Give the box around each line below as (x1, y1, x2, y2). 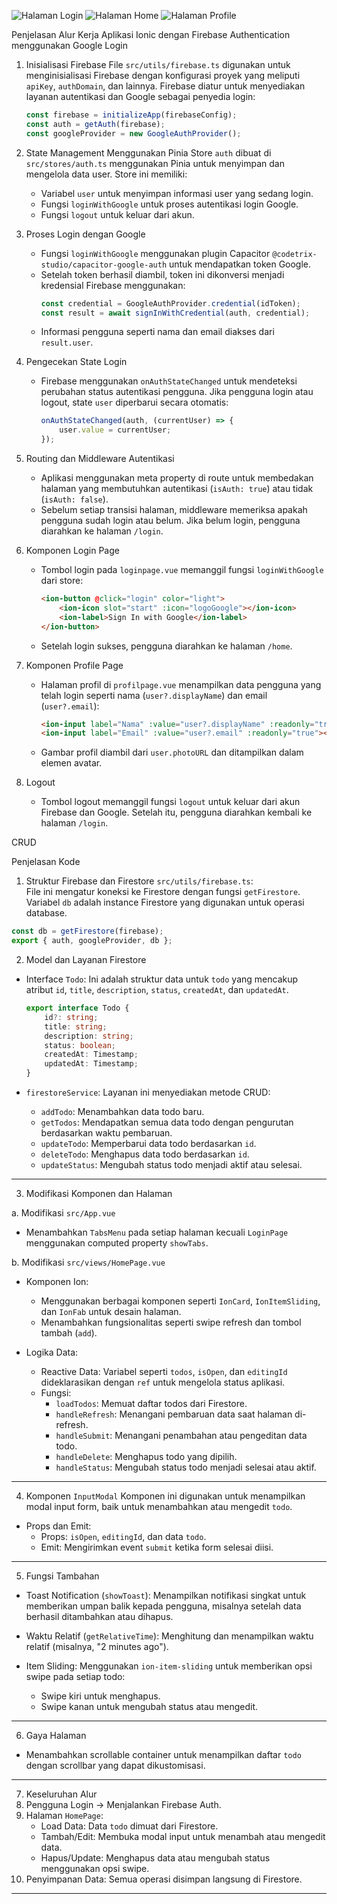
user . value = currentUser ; (59, 425, 172, 435)
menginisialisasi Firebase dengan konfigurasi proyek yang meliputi (25, 70, 301, 81)
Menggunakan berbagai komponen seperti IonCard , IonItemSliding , (40, 1295, 321, 1307)
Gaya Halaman (25, 1730, 87, 1741)
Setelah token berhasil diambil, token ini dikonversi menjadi (40, 268, 285, 280)
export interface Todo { (25, 1003, 130, 1013)
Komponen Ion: (25, 1276, 89, 1287)
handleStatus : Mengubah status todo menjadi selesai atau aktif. (55, 1461, 317, 1473)
